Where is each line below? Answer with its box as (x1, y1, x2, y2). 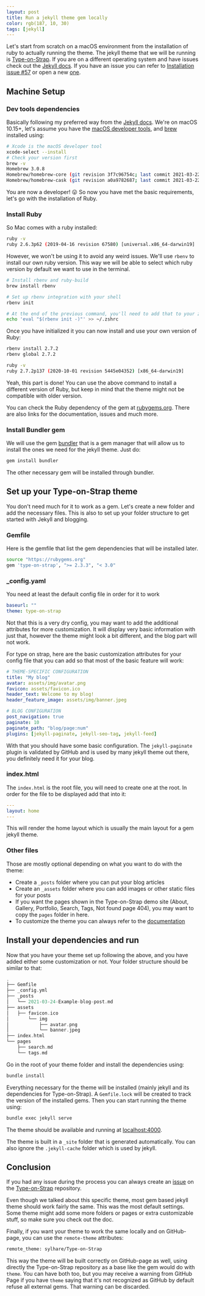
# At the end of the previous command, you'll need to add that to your (6, 311, 195, 317)
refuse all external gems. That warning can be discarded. (6, 1283, 150, 1291)
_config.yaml (6, 576, 46, 585)
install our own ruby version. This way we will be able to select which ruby (6, 259, 193, 266)
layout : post (6, 9, 40, 15)
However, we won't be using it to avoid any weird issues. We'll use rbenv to (6, 253, 195, 260)
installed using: (6, 131, 45, 139)
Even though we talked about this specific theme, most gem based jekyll (6, 1196, 189, 1204)
